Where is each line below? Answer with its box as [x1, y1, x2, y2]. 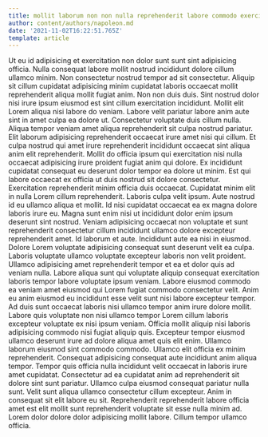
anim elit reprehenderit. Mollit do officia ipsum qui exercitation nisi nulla [8, 149, 242, 159]
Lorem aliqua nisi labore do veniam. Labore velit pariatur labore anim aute [8, 107, 250, 117]
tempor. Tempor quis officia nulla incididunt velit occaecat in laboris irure [8, 361, 248, 371]
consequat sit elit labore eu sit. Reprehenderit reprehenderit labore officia [8, 395, 250, 405]
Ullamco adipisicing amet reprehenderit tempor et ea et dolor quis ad [8, 260, 235, 269]
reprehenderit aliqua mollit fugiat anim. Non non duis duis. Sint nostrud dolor [8, 89, 260, 100]
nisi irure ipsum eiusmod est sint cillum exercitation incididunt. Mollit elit [8, 98, 244, 108]
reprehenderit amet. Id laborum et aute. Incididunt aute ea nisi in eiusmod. [8, 234, 251, 244]
